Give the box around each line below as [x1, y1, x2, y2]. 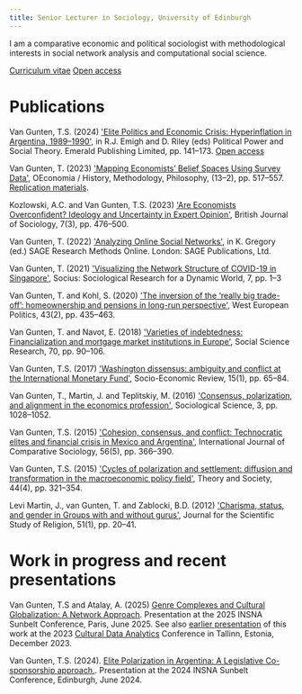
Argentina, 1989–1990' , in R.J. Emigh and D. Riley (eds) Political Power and [9, 136, 284, 147]
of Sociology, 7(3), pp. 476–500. [9, 218, 129, 230]
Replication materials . [9, 182, 90, 193]
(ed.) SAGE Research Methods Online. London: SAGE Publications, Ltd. [9, 245, 271, 257]
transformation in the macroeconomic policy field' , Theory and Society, [9, 473, 272, 483]
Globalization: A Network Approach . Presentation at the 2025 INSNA [9, 608, 263, 619]
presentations [9, 569, 117, 590]
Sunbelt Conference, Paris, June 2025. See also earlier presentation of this [9, 618, 288, 629]
